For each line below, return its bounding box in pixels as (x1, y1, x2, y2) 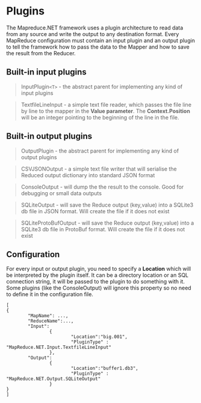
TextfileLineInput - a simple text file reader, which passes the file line (20, 101, 191, 108)
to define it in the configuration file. (6, 291, 93, 298)
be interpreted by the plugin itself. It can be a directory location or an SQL (6, 271, 189, 279)
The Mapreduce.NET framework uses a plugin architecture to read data (6, 24, 184, 31)
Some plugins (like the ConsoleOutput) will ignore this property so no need (6, 284, 191, 292)
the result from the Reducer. (6, 49, 76, 56)
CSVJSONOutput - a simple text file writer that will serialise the (20, 165, 177, 172)
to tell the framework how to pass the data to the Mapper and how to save (6, 43, 190, 50)
